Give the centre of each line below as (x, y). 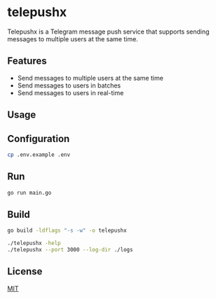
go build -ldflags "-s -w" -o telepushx (67, 231)
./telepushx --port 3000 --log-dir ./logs (70, 250)
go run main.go (29, 193)
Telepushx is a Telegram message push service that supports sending (108, 32)
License (25, 271)
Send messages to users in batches (69, 85)
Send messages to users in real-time (70, 92)
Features (27, 61)
